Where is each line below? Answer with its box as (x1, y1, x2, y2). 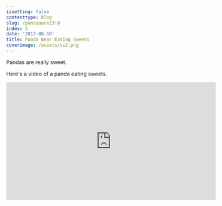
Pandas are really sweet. (6, 58, 67, 66)
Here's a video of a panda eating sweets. (6, 70, 108, 77)
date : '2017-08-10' (6, 31, 55, 37)
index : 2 (6, 25, 28, 32)
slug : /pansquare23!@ (6, 20, 60, 26)
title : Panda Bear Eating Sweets (6, 37, 90, 43)
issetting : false (6, 8, 50, 15)
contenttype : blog (6, 14, 52, 20)
